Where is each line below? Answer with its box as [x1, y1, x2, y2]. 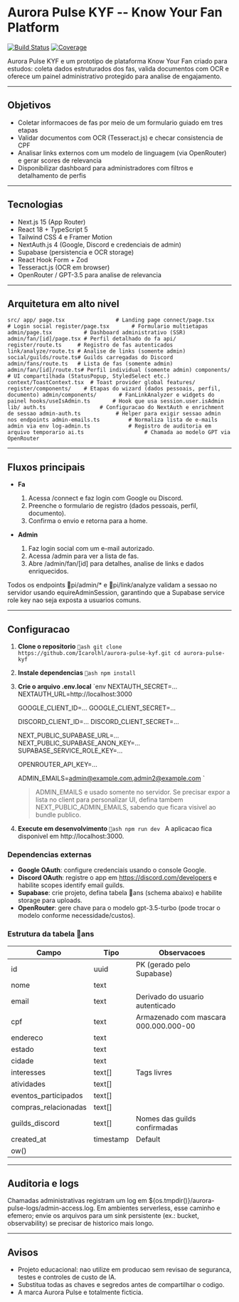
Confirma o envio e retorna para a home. [28, 517, 148, 525]
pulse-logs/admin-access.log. [7, 1204, 96, 1212]
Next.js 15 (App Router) [17, 217, 86, 226]
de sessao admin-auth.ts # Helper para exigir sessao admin [7, 410, 221, 418]
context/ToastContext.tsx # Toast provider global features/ [7, 379, 196, 386]
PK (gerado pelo [136, 959, 191, 969]
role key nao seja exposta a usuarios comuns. [7, 596, 142, 604]
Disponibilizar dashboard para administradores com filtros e [17, 163, 193, 172]
